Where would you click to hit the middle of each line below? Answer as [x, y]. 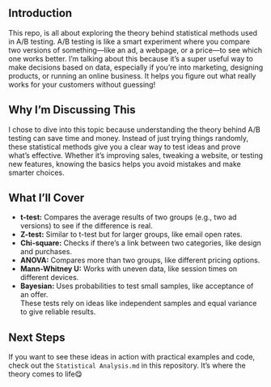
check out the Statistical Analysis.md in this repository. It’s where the [127, 366]
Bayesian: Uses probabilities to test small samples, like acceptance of [137, 286]
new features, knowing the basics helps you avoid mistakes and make [125, 164]
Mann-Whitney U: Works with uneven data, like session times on [129, 269]
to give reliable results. [58, 312]
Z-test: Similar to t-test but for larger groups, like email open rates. [131, 235]
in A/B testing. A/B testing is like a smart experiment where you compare [129, 41]
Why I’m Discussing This [72, 110]
